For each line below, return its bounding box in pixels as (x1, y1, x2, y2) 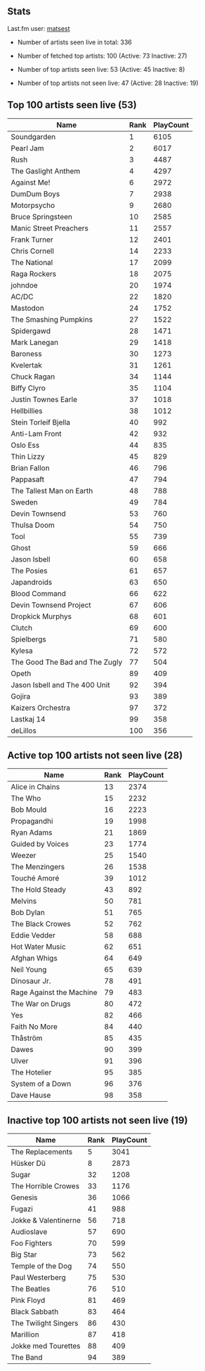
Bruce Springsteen (11, 212, 72, 221)
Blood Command (11, 588, 67, 598)
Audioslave (11, 1227, 48, 1237)
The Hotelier (11, 1067, 52, 1077)
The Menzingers (11, 862, 65, 872)
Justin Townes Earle (11, 394, 77, 404)
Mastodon (11, 303, 44, 313)
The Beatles (11, 1284, 51, 1294)
